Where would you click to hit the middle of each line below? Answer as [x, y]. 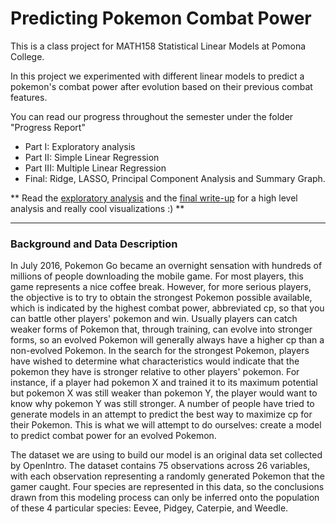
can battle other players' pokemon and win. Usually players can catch [154, 319]
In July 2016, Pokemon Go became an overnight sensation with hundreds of [166, 266]
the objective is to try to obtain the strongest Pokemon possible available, [161, 298]
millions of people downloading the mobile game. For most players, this [157, 276]
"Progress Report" [48, 127]
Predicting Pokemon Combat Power [161, 18]
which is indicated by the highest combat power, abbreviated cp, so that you [167, 308]
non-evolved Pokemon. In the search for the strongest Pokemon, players [160, 351]
